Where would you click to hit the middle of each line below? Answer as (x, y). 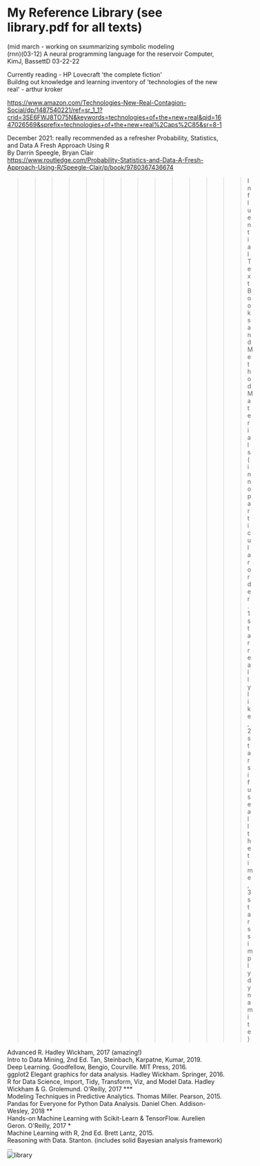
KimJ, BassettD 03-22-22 (43, 61)
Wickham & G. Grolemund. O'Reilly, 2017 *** (70, 1089)
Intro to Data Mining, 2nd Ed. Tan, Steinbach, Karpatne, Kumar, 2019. (104, 1059)
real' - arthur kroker (35, 89)
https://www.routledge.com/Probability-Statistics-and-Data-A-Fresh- (106, 159)
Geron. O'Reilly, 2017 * (39, 1125)
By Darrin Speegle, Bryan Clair (51, 153)
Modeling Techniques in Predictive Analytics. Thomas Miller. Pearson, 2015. (114, 1096)
